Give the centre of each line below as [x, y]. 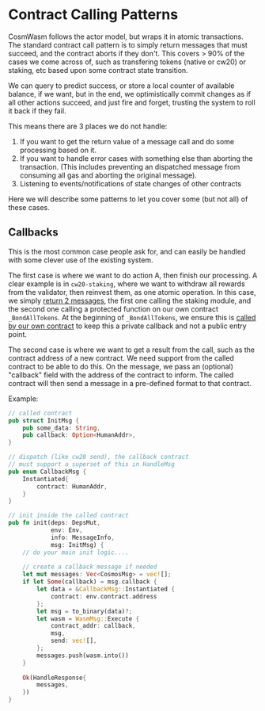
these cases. [29, 207]
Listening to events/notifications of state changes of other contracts [131, 183]
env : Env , [66, 530]
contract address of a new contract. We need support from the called [121, 357]
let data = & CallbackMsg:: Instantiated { [106, 589]
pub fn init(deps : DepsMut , [55, 523]
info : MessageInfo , [82, 537]
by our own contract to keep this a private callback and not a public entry [127, 326]
